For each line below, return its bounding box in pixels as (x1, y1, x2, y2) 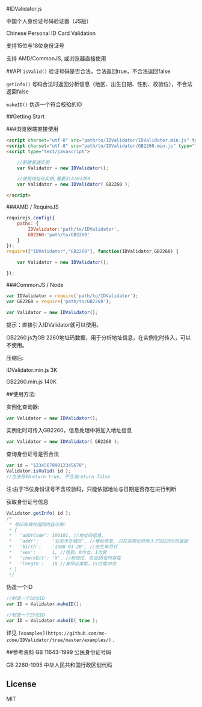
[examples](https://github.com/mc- (17, 630, 108, 636)
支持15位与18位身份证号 (6, 42, 65, 49)
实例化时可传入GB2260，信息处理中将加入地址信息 (6, 427, 132, 434)
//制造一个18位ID (6, 595, 45, 602)
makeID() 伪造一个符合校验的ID (6, 101, 82, 108)
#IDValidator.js (6, 5, 42, 12)
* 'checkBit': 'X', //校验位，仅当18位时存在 (8, 555, 121, 561)
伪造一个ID (6, 583, 33, 591)
